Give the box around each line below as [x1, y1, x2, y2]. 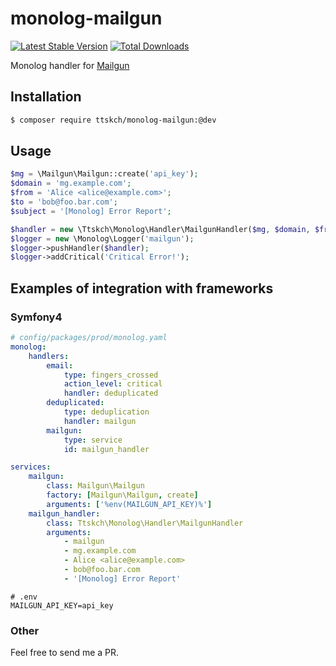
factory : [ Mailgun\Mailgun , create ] [46, 490, 199, 500]
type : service [63, 435, 123, 445]
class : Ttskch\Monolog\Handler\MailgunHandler [46, 518, 244, 528]
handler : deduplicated [63, 388, 159, 399]
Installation [10, 88, 82, 106]
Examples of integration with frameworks [10, 280, 274, 297]
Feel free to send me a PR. [10, 647, 120, 659]
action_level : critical [63, 379, 163, 389]
